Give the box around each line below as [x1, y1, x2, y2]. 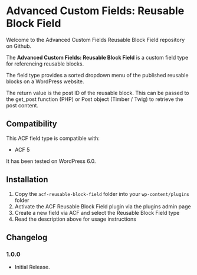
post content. [6, 102, 39, 109]
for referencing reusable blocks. [6, 60, 84, 67]
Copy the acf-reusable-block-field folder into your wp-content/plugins [14, 190, 190, 197]
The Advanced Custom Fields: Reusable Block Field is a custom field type [6, 54, 189, 61]
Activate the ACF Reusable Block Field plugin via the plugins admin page [14, 202, 191, 210]
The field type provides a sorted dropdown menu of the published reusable [6, 71, 189, 78]
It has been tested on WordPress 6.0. [6, 158, 96, 165]
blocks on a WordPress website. [6, 78, 84, 85]
